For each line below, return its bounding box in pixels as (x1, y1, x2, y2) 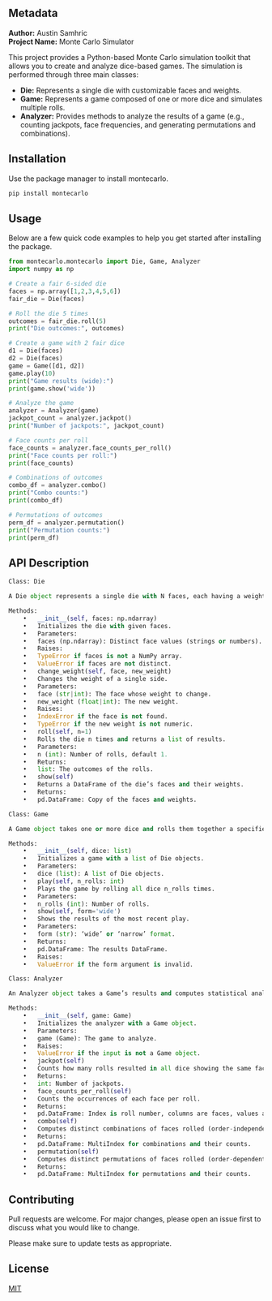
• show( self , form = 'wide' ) (23, 907, 121, 915)
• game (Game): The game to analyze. (23, 1034, 158, 1042)
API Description (8, 556, 89, 570)
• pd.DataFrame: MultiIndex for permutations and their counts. (23, 1170, 252, 1178)
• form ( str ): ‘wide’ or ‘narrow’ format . (23, 930, 176, 938)
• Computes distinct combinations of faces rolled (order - (23, 1125, 233, 1133)
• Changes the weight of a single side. (23, 674, 168, 683)
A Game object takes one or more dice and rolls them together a (8, 825, 233, 833)
